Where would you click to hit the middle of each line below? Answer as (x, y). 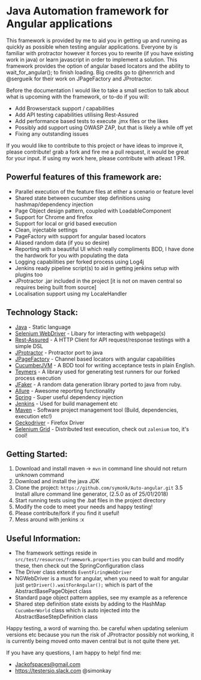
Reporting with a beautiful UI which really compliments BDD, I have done (104, 249)
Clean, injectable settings (46, 230)
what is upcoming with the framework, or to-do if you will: (78, 97)
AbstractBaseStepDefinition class (56, 617)
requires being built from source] (56, 287)
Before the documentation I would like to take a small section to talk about (97, 90)
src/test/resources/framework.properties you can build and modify (99, 559)
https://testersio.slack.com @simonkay (63, 671)
